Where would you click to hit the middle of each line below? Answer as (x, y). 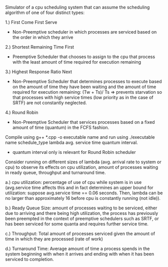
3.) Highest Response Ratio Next (39, 72)
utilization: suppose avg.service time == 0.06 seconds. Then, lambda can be (84, 193)
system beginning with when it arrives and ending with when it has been (79, 254)
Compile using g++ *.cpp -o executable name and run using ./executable (80, 137)
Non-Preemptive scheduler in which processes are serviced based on (84, 32)
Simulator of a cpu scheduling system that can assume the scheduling (77, 7)
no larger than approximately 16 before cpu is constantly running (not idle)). (83, 198)
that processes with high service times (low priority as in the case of (83, 97)
